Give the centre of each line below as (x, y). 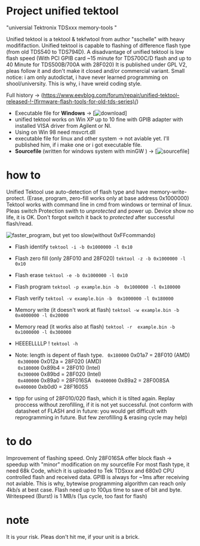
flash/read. (19, 223)
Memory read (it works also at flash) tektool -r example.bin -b (95, 326)
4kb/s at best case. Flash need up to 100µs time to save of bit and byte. (94, 490)
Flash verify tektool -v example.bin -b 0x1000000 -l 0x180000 (94, 298)
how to (23, 175)
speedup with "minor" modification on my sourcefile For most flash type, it (98, 464)
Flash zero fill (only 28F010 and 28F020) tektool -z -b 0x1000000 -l (100, 258)
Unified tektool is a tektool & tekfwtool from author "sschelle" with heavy (96, 39)
